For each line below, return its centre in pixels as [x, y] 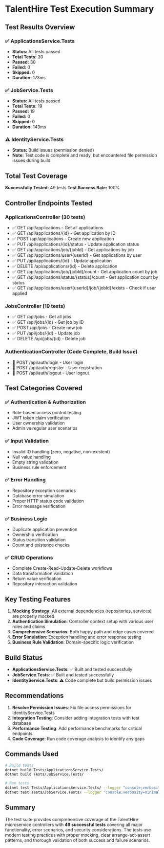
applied [20, 293]
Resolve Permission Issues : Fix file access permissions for [72, 707]
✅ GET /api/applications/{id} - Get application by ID [64, 233]
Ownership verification [35, 535]
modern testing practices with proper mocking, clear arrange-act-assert [78, 835]
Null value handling [31, 457]
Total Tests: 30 [28, 57]
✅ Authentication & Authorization [46, 402]
